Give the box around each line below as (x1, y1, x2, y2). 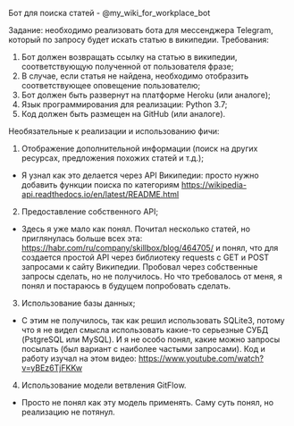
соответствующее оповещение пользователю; (21, 80, 201, 90)
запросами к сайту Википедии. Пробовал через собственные (21, 262, 258, 271)
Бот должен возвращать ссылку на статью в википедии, (21, 52, 238, 62)
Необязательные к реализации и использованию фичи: (8, 126, 220, 137)
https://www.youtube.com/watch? (138, 353, 265, 363)
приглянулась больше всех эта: (21, 233, 143, 244)
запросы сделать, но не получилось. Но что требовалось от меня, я (21, 271, 282, 281)
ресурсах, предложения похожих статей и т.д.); (21, 153, 205, 163)
